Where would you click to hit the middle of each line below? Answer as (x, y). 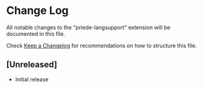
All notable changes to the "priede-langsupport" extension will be (88, 27)
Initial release (32, 79)
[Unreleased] (32, 65)
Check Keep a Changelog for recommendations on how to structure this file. (102, 46)
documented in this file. (36, 33)
